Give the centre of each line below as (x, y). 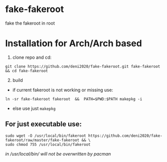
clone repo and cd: (32, 57)
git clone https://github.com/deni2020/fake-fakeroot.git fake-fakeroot (83, 66)
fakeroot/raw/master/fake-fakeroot (42, 140)
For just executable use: (43, 124)
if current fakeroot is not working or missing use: (63, 90)
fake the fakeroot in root (30, 23)
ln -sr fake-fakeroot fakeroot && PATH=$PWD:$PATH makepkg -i (74, 99)
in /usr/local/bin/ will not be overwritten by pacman (58, 153)
